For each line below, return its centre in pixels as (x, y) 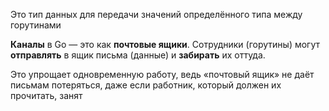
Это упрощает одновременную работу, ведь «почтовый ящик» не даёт (162, 74)
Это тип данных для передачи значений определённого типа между (156, 14)
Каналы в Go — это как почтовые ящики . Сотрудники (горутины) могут (165, 44)
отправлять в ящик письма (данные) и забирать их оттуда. (138, 55)
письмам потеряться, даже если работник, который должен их (146, 85)
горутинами (36, 25)
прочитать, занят (46, 95)
